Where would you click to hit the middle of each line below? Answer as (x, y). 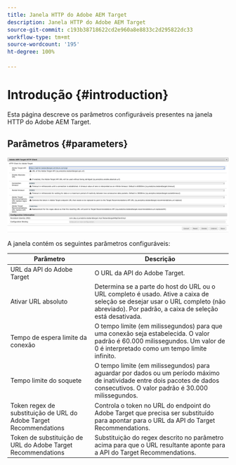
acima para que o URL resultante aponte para (160, 445)
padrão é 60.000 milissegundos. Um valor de (160, 341)
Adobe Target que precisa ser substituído (154, 413)
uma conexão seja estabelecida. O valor (152, 334)
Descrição (160, 259)
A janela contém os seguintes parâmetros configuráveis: (89, 243)
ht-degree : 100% (31, 52)
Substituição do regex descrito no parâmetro (159, 437)
